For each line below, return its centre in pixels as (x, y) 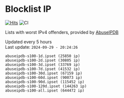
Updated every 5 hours (29, 42)
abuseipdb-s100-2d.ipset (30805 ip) (43, 60)
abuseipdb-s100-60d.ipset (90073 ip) (44, 77)
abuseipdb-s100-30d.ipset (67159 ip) (44, 73)
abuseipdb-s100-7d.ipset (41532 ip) (43, 69)
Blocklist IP (28, 9)
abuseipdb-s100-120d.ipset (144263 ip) (46, 86)
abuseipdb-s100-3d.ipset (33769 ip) (43, 65)
